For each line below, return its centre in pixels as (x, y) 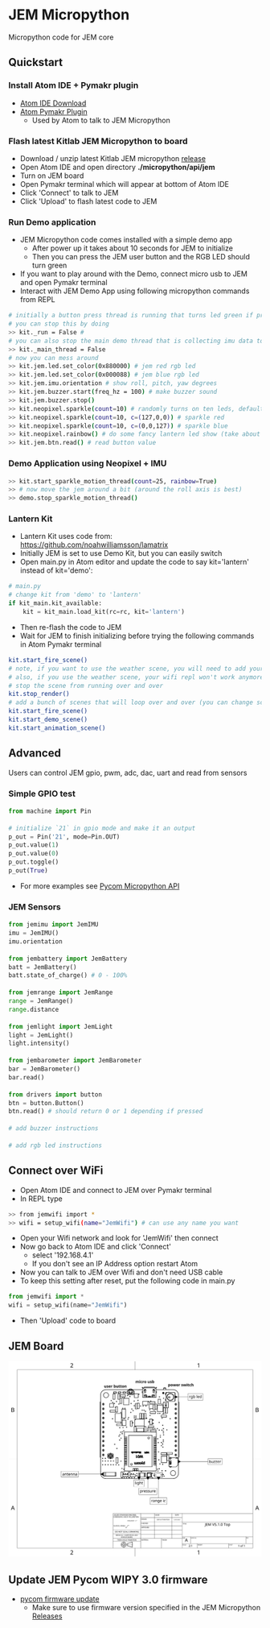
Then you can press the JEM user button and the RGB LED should (141, 257)
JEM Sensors (35, 906)
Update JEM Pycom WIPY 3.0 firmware (108, 1579)
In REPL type (41, 1199)
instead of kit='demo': (56, 570)
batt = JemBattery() (43, 967)
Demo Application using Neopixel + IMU (88, 463)
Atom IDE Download (53, 103)
